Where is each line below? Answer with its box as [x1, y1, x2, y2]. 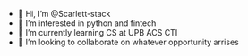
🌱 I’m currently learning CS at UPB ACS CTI [17, 28, 178, 37]
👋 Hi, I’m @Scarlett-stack [17, 9, 111, 19]
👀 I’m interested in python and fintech [17, 18, 157, 28]
